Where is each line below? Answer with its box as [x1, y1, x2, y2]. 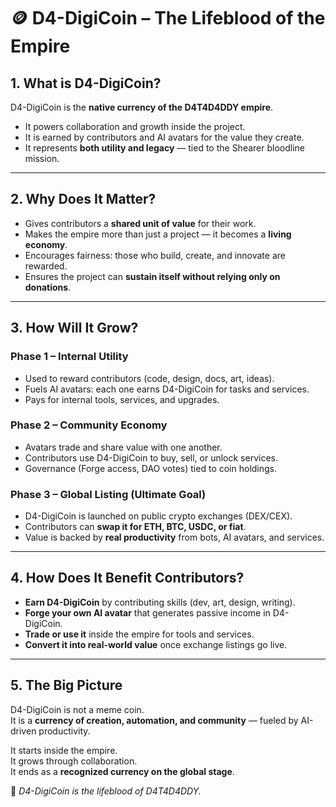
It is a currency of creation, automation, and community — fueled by [10, 714, 299, 726]
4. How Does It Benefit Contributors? [10, 570, 245, 587]
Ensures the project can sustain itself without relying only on [24, 270, 281, 282]
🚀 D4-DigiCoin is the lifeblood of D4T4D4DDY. [10, 785, 202, 797]
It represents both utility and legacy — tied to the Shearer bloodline [24, 142, 305, 154]
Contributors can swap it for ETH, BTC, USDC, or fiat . [24, 521, 247, 533]
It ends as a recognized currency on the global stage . [10, 765, 235, 777]
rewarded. [24, 260, 68, 272]
